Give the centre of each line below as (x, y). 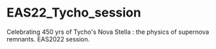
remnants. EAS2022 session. (48, 39)
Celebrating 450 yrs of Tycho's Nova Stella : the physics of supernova (108, 32)
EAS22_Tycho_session (74, 13)
